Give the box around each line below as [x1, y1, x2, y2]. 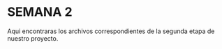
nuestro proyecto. [7, 34, 59, 42]
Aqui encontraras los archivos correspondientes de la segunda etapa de [7, 27, 215, 35]
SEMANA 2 [7, 4, 73, 20]
